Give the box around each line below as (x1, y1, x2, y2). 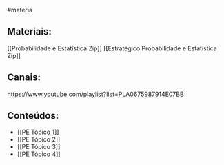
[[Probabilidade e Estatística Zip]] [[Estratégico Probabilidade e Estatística (7, 44, 217, 52)
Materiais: (7, 26, 52, 37)
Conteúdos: (7, 110, 59, 122)
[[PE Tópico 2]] (17, 135, 61, 144)
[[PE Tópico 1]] (17, 128, 59, 137)
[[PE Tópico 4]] (17, 150, 61, 158)
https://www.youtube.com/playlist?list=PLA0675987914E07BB (7, 90, 184, 98)
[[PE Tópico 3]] (17, 143, 61, 151)
